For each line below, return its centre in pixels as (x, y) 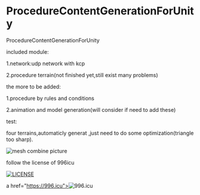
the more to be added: (33, 86)
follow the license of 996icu (40, 162)
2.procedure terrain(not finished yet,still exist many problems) (82, 75)
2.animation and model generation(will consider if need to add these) (91, 109)
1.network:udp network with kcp (46, 63)
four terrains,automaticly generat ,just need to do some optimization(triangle (100, 133)
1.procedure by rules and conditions (50, 98)
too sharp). (20, 139)
